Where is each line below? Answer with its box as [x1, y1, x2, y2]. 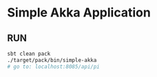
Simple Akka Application [7, 5, 151, 21]
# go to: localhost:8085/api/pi [7, 63, 100, 70]
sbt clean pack [7, 50, 51, 57]
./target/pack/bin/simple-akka [7, 56, 97, 63]
